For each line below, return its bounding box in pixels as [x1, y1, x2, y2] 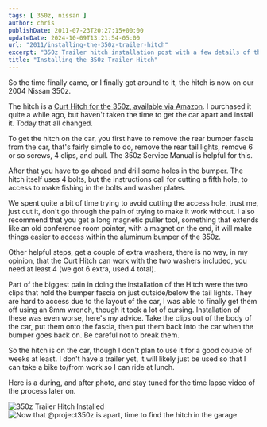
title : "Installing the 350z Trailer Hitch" [8, 56, 158, 64]
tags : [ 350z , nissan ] [8, 11, 87, 20]
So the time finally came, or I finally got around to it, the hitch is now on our [8, 77, 254, 87]
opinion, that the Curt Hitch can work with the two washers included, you [8, 256, 248, 265]
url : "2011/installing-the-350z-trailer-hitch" [8, 41, 169, 49]
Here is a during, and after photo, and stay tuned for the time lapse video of [8, 378, 256, 387]
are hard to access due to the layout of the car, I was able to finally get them [8, 296, 257, 306]
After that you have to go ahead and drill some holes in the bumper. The [8, 166, 244, 175]
